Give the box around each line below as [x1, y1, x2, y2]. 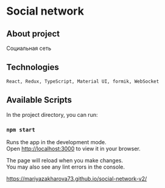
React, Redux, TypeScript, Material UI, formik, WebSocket [6, 78, 160, 85]
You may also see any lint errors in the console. [6, 163, 125, 170]
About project [6, 29, 60, 39]
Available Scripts [6, 95, 72, 105]
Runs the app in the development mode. [6, 138, 107, 145]
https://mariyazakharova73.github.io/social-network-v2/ [6, 175, 147, 182]
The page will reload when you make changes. [6, 156, 124, 164]
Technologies [6, 62, 60, 72]
